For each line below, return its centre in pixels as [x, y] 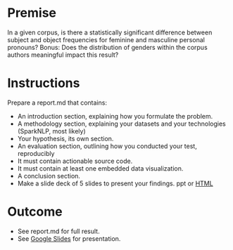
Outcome [35, 212]
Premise [32, 13]
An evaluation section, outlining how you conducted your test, [107, 146]
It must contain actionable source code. [75, 161]
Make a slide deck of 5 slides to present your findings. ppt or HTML [115, 183]
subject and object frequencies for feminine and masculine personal [106, 39]
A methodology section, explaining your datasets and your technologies [122, 124]
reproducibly [36, 153]
